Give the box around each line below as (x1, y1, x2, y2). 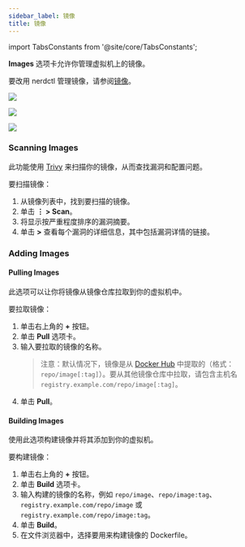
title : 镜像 (8, 20, 46, 28)
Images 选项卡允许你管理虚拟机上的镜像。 (8, 59, 150, 68)
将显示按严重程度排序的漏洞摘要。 (19, 216, 135, 226)
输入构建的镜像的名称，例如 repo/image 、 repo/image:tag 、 (19, 489, 217, 500)
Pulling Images (8, 267, 59, 277)
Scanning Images (8, 142, 79, 154)
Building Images (8, 415, 64, 425)
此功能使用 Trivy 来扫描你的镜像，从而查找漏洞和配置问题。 (8, 162, 207, 171)
